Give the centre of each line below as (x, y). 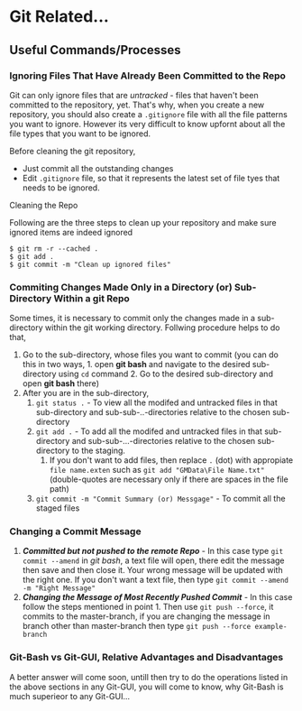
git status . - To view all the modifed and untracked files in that (156, 402)
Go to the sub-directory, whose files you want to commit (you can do (151, 355)
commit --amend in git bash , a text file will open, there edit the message (154, 560)
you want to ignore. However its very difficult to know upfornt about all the (147, 124)
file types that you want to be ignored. (80, 134)
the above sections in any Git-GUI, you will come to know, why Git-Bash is (146, 687)
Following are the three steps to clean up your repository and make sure (143, 222)
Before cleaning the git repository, (73, 151)
